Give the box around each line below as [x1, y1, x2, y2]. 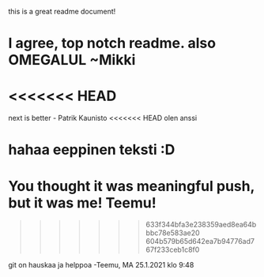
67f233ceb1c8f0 [145, 245, 200, 255]
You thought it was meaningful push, [8, 177, 255, 195]
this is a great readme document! [8, 7, 116, 16]
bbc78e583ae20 [145, 228, 200, 238]
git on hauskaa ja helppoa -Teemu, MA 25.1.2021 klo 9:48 [8, 260, 194, 270]
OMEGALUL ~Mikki [8, 51, 136, 69]
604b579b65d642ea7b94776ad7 [145, 237, 255, 246]
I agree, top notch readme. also [8, 35, 216, 52]
